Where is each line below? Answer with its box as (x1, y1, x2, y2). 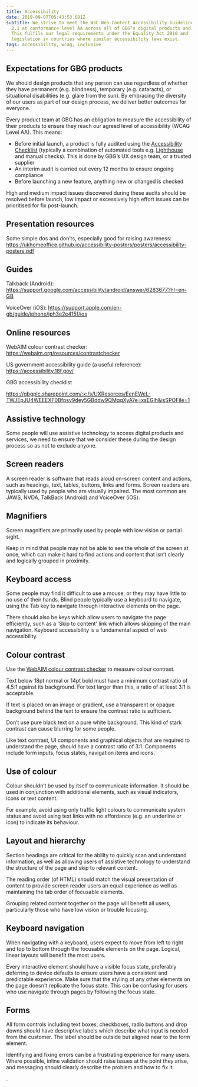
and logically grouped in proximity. (6, 557, 90, 564)
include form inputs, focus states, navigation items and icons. (6, 750, 155, 757)
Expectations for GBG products (6, 63, 123, 74)
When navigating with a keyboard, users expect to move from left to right (6, 939, 184, 946)
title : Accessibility (6, 8, 60, 15)
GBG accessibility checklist (6, 379, 72, 386)
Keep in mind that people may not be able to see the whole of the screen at (6, 544, 189, 551)
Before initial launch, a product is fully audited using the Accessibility (14, 140, 183, 147)
